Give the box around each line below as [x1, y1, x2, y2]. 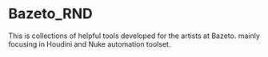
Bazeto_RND [8, 5, 94, 23]
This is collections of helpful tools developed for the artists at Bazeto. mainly [8, 31, 260, 40]
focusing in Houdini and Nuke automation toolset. [8, 39, 171, 48]
